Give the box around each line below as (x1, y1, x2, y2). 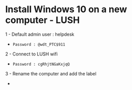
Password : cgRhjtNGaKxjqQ (12, 62, 70, 67)
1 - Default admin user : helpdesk (5, 31, 75, 37)
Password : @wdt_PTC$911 (12, 42, 65, 47)
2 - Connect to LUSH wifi (5, 51, 58, 57)
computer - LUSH (5, 14, 80, 26)
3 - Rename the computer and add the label (5, 70, 96, 77)
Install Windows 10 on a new (5, 4, 127, 15)
